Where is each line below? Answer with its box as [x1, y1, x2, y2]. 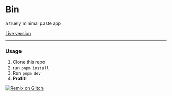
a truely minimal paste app [5, 20, 61, 26]
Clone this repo [12, 59, 45, 66]
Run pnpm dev [12, 70, 41, 76]
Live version [5, 30, 31, 36]
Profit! [12, 75, 27, 82]
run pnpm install [12, 65, 49, 71]
